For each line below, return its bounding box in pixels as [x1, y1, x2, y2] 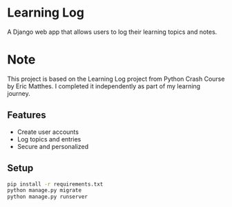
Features [7, 109, 46, 121]
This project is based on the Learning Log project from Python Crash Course [7, 75, 225, 83]
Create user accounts [17, 128, 79, 136]
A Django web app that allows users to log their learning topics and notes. [7, 28, 217, 36]
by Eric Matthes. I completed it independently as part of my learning [7, 81, 201, 90]
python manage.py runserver [7, 193, 88, 201]
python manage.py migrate [7, 187, 81, 194]
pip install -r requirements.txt [7, 181, 104, 188]
